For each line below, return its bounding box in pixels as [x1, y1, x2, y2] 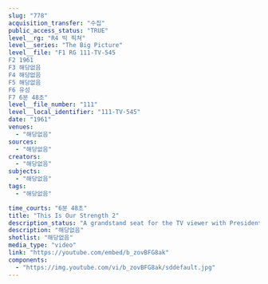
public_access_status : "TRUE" [8, 26, 109, 34]
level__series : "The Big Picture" [8, 41, 124, 49]
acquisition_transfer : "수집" [8, 19, 105, 27]
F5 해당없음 [8, 78, 41, 86]
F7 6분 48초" [8, 93, 49, 101]
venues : [8, 123, 34, 131]
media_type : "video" [8, 241, 77, 250]
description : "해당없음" [8, 227, 85, 235]
